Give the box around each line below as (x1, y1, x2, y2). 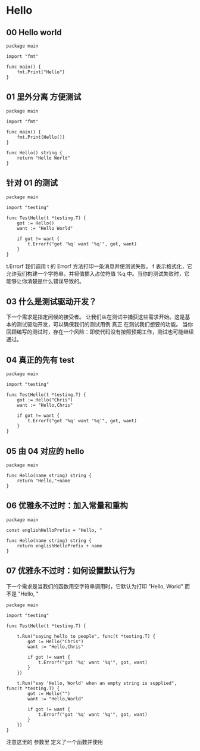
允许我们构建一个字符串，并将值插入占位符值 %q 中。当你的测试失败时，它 (6, 270, 190, 277)
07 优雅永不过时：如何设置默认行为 (6, 566, 135, 576)
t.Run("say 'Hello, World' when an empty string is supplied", (17, 680, 177, 686)
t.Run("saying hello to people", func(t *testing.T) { (17, 633, 156, 639)
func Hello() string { (6, 149, 62, 155)
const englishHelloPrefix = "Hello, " (6, 527, 102, 533)
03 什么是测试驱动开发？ (6, 297, 97, 307)
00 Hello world (6, 27, 62, 38)
